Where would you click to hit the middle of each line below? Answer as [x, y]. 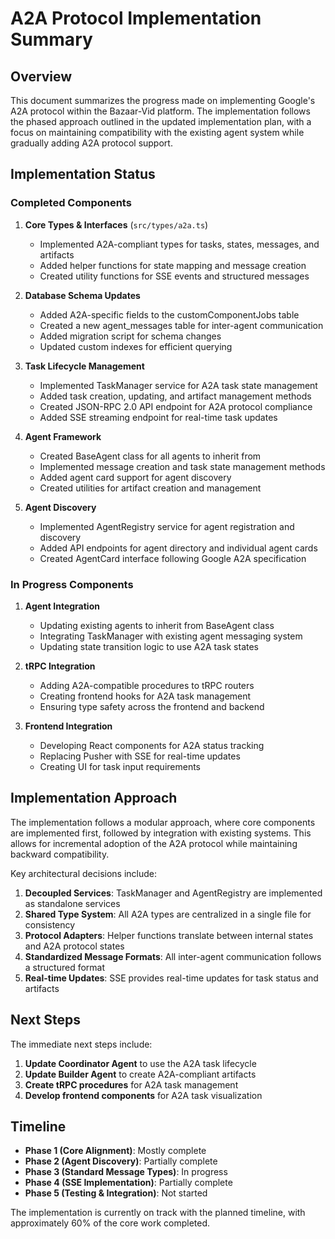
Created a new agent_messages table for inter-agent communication [181, 325]
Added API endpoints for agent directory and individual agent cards [178, 548]
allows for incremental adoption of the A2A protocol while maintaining [154, 843]
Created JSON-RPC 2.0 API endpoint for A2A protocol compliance [176, 406]
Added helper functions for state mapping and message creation [173, 265]
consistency [50, 924]
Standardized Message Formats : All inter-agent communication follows [173, 956]
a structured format [65, 967]
